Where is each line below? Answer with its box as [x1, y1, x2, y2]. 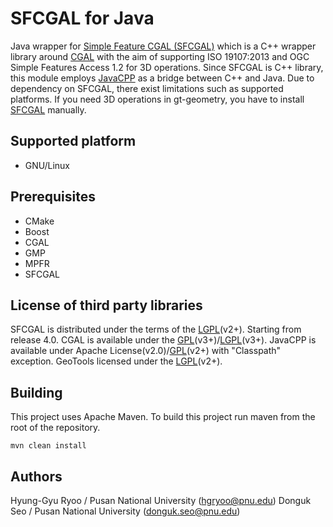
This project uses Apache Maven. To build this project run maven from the [10, 411, 316, 423]
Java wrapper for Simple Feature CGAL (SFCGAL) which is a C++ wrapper [10, 40, 317, 52]
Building [10, 384, 63, 401]
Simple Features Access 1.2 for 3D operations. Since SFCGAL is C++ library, [10, 61, 324, 73]
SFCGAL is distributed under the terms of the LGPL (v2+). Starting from [10, 323, 302, 336]
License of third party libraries [10, 297, 203, 314]
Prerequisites [10, 188, 96, 206]
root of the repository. [10, 422, 101, 434]
